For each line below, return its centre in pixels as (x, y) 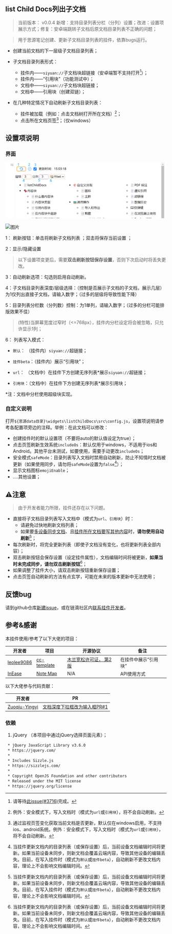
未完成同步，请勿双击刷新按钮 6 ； (52, 563)
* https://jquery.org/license (40, 786)
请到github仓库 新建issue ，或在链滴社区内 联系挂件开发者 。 (67, 608)
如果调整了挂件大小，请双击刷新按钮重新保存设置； (67, 570)
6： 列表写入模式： (25, 340)
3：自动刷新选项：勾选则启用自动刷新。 (47, 277)
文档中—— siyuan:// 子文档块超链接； (60, 86)
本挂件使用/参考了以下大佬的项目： (42, 639)
